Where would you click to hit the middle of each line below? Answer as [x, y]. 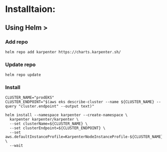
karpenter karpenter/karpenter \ [44, 120]
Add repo [17, 42]
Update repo [20, 64]
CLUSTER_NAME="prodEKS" [30, 98]
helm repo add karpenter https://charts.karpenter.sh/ [63, 52]
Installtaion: [30, 9]
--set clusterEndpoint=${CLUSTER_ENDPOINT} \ [58, 128]
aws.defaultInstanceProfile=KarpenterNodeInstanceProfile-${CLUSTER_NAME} [84, 137]
